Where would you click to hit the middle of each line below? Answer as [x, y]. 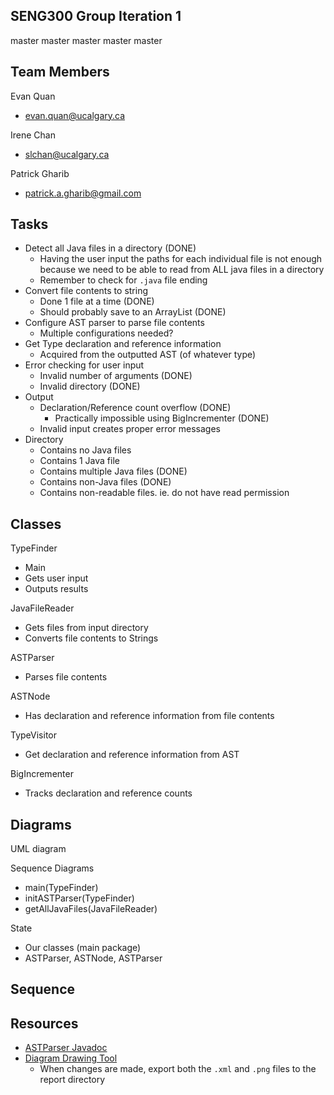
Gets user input [56, 578]
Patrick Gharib [40, 173]
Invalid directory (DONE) [90, 386]
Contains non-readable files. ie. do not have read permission [164, 493]
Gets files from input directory [86, 628]
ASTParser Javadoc [66, 1048]
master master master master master [86, 40]
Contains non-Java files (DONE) [105, 482]
